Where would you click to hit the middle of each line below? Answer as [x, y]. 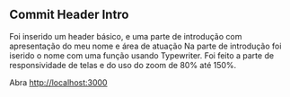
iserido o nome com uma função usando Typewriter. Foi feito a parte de [142, 55]
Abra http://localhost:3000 [58, 82]
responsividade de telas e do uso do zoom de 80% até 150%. [123, 65]
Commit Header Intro [69, 15]
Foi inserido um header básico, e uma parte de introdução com [126, 36]
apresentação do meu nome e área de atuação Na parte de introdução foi [145, 46]
